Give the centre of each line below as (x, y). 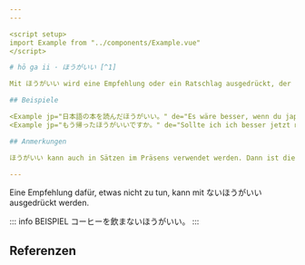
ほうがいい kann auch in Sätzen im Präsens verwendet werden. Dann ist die (152, 158)
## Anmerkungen (38, 142)
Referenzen (43, 250)
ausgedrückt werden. (49, 203)
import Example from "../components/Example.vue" (105, 43)
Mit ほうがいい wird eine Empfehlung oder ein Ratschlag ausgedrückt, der (151, 84)
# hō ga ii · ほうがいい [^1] (63, 68)
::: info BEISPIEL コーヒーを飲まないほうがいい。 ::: (104, 221)
